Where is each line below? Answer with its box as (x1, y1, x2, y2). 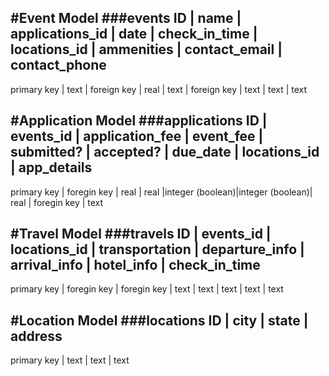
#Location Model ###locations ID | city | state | (10, 312, 309, 329)
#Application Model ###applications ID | (10, 112, 268, 130)
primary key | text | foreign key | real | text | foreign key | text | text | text (10, 83, 308, 95)
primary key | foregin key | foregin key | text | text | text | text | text (10, 283, 284, 295)
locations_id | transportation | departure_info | (10, 241, 305, 258)
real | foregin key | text (10, 196, 104, 208)
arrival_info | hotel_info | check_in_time (10, 257, 261, 274)
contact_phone (10, 57, 107, 74)
